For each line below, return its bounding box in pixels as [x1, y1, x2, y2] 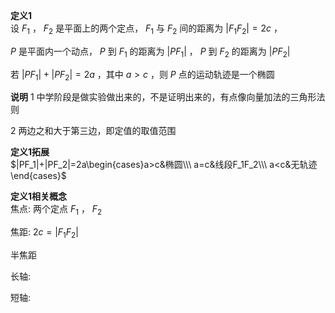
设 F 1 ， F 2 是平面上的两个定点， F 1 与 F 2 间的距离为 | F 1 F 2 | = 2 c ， [10, 22, 283, 36]
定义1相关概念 [10, 190, 68, 203]
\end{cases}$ [10, 170, 67, 182]
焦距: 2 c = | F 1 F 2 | [10, 226, 79, 240]
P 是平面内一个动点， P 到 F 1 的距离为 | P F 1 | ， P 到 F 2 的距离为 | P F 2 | [10, 45, 291, 59]
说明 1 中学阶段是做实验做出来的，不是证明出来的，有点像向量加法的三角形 [10, 91, 317, 103]
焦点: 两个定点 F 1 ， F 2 [10, 203, 103, 218]
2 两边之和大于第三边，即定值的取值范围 [10, 125, 177, 137]
